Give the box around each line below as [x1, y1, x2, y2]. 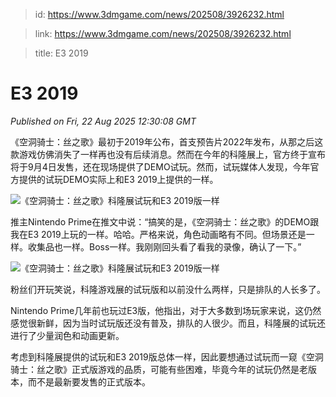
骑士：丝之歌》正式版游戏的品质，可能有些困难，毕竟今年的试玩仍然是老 [10, 363, 308, 375]
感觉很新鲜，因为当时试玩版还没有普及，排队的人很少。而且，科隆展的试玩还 [10, 317, 326, 329]
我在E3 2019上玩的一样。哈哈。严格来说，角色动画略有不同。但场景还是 [10, 228, 307, 240]
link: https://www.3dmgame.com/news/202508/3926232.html [34, 28, 292, 39]
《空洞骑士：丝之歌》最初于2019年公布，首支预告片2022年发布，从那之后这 [10, 135, 324, 148]
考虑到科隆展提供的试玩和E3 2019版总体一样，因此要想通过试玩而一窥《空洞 [10, 350, 324, 363]
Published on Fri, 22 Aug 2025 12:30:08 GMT [10, 115, 197, 127]
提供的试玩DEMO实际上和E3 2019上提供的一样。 [18, 173, 219, 185]
